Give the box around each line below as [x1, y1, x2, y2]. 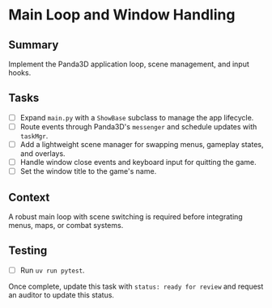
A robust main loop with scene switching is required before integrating [8, 212, 243, 222]
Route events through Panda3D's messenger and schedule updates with [19, 121, 257, 131]
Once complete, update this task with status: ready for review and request [8, 281, 264, 291]
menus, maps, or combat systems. [8, 220, 124, 230]
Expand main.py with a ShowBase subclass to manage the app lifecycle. [19, 112, 254, 122]
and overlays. [19, 149, 66, 158]
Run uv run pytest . [19, 265, 85, 275]
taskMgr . [19, 131, 49, 141]
